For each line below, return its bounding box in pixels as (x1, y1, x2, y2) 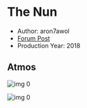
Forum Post (17, 34, 50, 42)
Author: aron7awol (17, 27, 70, 35)
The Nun (7, 4, 57, 20)
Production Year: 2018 (17, 41, 81, 50)
